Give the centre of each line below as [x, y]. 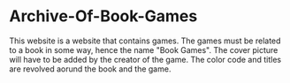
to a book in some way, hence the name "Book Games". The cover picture [144, 49]
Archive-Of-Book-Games [103, 16]
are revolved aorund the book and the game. [90, 69]
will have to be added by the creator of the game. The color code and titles [145, 59]
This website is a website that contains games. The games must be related [145, 41]
